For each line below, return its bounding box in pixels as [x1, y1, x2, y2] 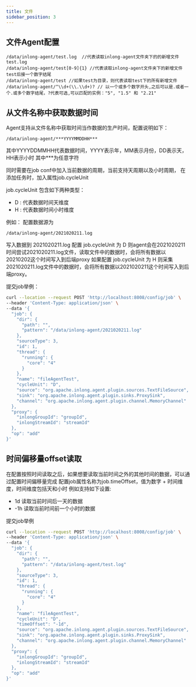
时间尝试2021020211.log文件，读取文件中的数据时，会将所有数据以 [6, 249, 166, 256]
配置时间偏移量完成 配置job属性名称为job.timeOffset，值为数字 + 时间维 [10, 478, 183, 485]
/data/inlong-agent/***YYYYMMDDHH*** [6, 136, 98, 142]
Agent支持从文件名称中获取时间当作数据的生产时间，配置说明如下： [6, 124, 169, 132]
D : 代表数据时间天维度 [14, 199, 69, 206]
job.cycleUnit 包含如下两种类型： [6, 187, 85, 194]
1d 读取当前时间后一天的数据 [14, 497, 83, 504]
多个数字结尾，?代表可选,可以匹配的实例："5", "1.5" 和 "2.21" [17, 90, 156, 97]
